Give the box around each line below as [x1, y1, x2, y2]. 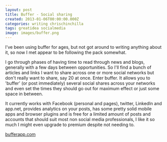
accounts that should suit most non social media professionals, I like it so [5, 117, 155, 122]
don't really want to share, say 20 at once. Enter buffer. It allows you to [5, 75, 151, 81]
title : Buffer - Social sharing [5, 12, 72, 17]
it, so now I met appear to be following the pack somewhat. [5, 49, 127, 55]
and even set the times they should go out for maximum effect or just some [5, 86, 160, 91]
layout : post [5, 7, 32, 12]
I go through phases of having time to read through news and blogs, [5, 59, 145, 65]
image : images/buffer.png [5, 30, 59, 35]
